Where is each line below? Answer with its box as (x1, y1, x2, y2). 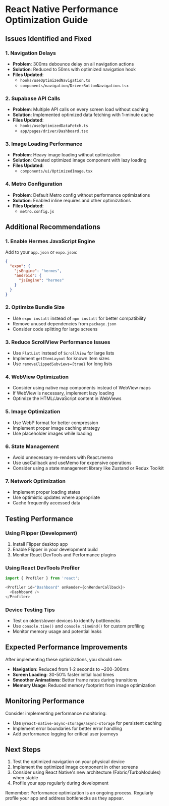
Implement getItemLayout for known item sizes (12, 356, 110, 362)
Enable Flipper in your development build (12, 546, 98, 552)
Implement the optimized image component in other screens (12, 764, 138, 770)
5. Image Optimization (5, 408, 61, 415)
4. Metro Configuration (5, 181, 63, 188)
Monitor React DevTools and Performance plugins (12, 551, 117, 558)
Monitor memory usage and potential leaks (12, 628, 102, 635)
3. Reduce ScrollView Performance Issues (5, 338, 110, 346)
